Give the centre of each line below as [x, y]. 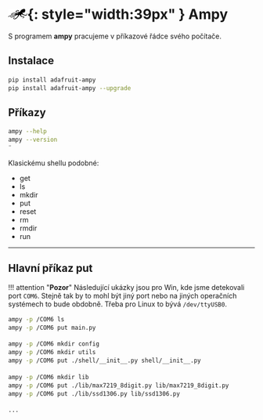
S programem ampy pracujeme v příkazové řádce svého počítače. [115, 36]
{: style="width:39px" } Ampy [128, 14]
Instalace [31, 61]
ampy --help [27, 132]
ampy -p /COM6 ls [36, 319]
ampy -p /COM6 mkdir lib [49, 377]
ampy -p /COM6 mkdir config [54, 344]
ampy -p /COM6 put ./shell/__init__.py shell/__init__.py [104, 361]
